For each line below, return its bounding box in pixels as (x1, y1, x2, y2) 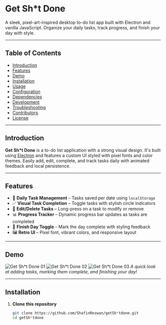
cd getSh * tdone (12, 315, 44, 320)
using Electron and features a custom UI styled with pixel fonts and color (5, 152, 153, 158)
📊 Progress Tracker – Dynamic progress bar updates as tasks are (12, 211, 147, 217)
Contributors (12, 110, 39, 116)
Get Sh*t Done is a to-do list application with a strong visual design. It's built (5, 147, 161, 153)
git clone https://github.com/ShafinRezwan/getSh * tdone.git (12, 311, 139, 316)
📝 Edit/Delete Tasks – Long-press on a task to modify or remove (12, 206, 144, 212)
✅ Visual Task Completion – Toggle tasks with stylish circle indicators (12, 200, 156, 206)
